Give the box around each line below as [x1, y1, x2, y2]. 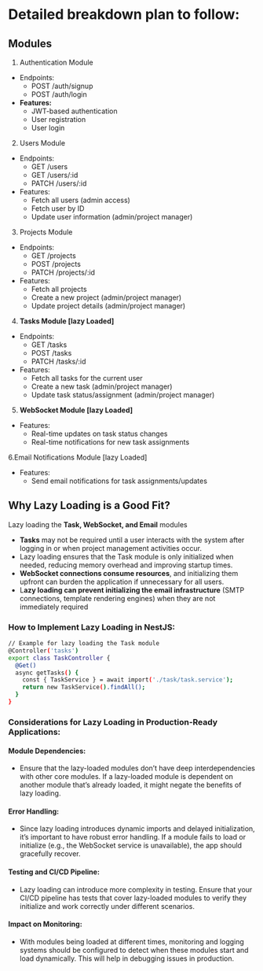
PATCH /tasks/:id [31, 356, 86, 366]
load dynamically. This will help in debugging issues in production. [19, 954, 234, 963]
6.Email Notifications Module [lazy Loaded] [8, 452, 148, 462]
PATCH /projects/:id [31, 268, 96, 277]
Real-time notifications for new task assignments [31, 438, 190, 446]
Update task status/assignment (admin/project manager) [31, 390, 215, 399]
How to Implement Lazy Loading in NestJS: [8, 622, 175, 633]
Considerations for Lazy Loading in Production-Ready [8, 716, 218, 727]
